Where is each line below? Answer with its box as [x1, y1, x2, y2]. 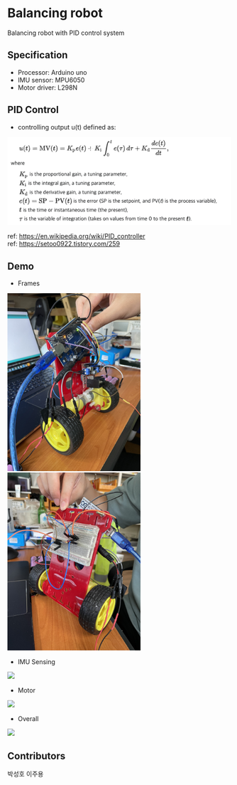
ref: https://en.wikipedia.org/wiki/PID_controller [7, 232, 145, 241]
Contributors [7, 749, 66, 762]
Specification [7, 49, 68, 61]
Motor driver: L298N [17, 83, 78, 92]
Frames [17, 279, 40, 288]
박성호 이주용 [7, 770, 44, 779]
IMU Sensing [17, 658, 55, 666]
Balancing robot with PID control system [7, 28, 125, 37]
